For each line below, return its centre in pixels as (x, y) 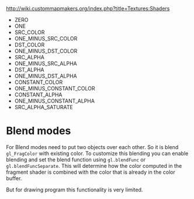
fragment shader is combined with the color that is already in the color (91, 172)
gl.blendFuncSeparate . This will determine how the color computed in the (94, 166)
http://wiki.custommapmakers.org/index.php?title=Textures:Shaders (88, 9)
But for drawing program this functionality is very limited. (75, 190)
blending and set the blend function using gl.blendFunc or (76, 159)
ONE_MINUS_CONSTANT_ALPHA (55, 101)
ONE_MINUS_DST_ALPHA (46, 76)
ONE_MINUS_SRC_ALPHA (46, 63)
